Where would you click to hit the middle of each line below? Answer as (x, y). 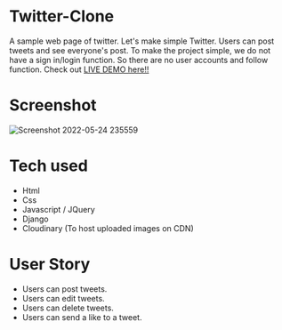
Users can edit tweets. (63, 298)
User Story (50, 264)
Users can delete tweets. (68, 308)
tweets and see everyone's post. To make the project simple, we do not (140, 50)
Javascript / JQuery (58, 209)
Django (35, 219)
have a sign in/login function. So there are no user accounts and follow (139, 60)
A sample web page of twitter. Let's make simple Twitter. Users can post (142, 41)
